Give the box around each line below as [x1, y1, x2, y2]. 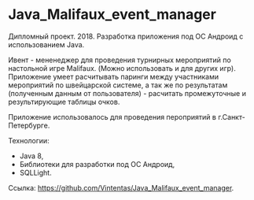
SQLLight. [19, 168, 53, 177]
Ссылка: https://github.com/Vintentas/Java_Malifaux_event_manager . [8, 183, 234, 192]
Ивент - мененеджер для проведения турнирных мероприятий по [8, 55, 232, 65]
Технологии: [8, 135, 50, 145]
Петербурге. [8, 120, 50, 130]
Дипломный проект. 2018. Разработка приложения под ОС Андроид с [8, 31, 244, 41]
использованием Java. [8, 39, 85, 49]
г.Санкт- [217, 112, 245, 121]
